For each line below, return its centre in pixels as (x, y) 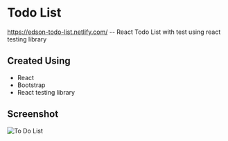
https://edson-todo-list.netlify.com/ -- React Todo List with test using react (114, 32)
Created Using (39, 61)
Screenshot (33, 114)
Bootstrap (31, 85)
